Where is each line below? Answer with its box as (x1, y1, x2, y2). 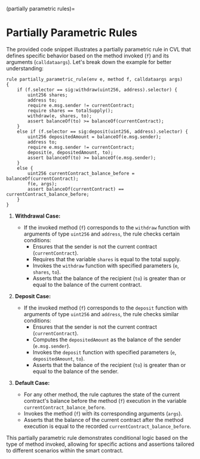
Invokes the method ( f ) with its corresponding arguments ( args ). (23, 409, 183, 417)
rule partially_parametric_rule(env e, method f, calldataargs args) (6, 76, 183, 82)
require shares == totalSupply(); (27, 108, 113, 114)
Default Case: (14, 379, 50, 386)
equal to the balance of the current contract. (32, 281, 142, 288)
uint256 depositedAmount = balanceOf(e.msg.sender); (27, 134, 162, 140)
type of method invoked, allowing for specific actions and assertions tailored (6, 440, 195, 448)
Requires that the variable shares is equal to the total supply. (32, 255, 181, 262)
